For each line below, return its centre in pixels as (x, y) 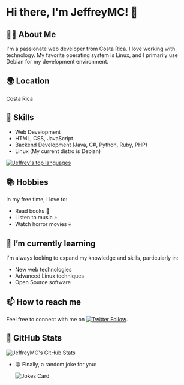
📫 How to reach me (44, 302)
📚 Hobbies (28, 182)
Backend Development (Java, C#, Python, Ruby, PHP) (81, 145)
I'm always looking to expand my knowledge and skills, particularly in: (92, 258)
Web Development (38, 132)
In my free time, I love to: (37, 200)
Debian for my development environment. (58, 61)
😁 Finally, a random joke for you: (56, 364)
